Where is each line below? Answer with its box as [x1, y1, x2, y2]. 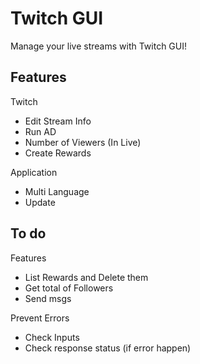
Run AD [24, 125, 57, 137]
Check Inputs [24, 331, 80, 343]
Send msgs [24, 292, 72, 304]
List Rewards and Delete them [24, 271, 149, 283]
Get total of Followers [24, 282, 114, 294]
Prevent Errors [10, 312, 70, 324]
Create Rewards [24, 147, 92, 159]
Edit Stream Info [24, 115, 92, 127]
